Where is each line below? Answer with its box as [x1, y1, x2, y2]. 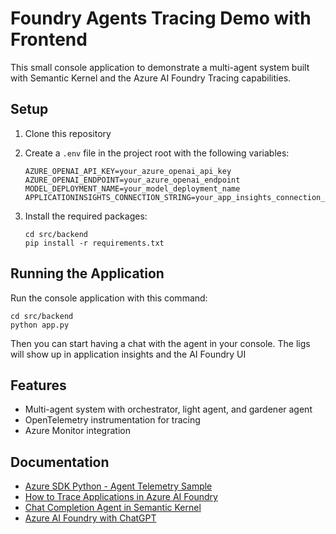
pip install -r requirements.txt [24, 238, 165, 248]
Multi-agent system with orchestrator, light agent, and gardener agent [24, 403, 313, 416]
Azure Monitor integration [24, 425, 131, 437]
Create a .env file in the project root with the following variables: [24, 147, 290, 159]
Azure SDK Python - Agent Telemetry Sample [24, 480, 213, 492]
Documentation [10, 453, 110, 471]
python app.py [10, 320, 70, 330]
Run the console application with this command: [10, 292, 208, 304]
